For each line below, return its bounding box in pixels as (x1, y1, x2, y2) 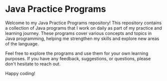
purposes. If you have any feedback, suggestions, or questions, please (5, 55, 151, 61)
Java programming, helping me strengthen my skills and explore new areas (5, 36, 160, 41)
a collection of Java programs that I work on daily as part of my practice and (5, 25, 162, 31)
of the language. (5, 40, 39, 46)
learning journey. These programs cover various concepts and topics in (5, 30, 152, 36)
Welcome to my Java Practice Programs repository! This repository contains (5, 20, 162, 26)
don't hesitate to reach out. (5, 61, 61, 67)
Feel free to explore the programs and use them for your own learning (5, 50, 149, 56)
